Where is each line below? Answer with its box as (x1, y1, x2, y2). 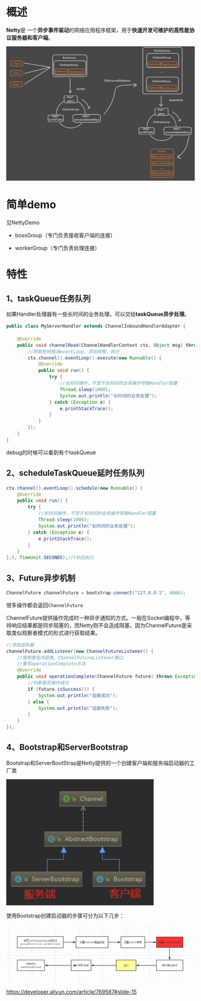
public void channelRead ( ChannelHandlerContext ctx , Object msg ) (17, 342, 184, 348)
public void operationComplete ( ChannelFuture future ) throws (17, 673, 172, 680)
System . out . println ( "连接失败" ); (38, 705, 118, 711)
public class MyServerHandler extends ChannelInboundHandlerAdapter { (6, 323, 186, 329)
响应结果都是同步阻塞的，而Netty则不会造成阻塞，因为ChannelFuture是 (11, 622, 187, 629)
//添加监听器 (6, 642, 34, 648)
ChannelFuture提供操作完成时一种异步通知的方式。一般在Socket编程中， (6, 614, 185, 621)
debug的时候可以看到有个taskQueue (6, 448, 96, 456)
